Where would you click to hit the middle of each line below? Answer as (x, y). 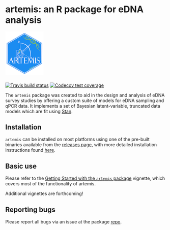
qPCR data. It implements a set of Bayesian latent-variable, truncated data (83, 106)
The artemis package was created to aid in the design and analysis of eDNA (85, 95)
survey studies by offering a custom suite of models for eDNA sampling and (85, 101)
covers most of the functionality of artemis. (50, 184)
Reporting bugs (31, 209)
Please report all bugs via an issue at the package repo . (64, 221)
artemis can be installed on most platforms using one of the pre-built (78, 139)
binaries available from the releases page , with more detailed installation (81, 145)
